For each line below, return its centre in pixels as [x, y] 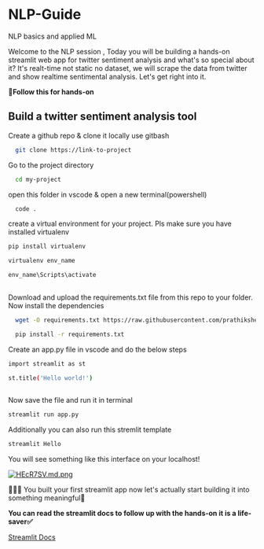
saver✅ [20, 521]
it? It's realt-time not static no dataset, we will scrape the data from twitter [128, 68]
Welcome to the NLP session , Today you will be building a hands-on [119, 51]
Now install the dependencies [56, 305]
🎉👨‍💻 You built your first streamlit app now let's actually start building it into [129, 490]
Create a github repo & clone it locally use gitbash [89, 135]
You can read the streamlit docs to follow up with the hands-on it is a [122, 513]
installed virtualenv [38, 232]
